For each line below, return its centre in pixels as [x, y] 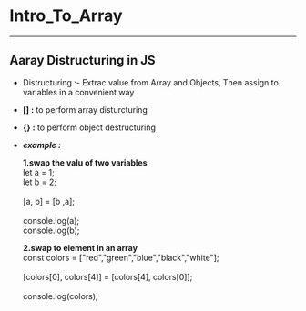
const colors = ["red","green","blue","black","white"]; [121, 257]
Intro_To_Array [66, 16]
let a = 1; [38, 172]
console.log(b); [51, 230]
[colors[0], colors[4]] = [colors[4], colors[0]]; [107, 276]
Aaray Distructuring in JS [83, 60]
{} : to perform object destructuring [89, 127]
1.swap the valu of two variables [85, 162]
